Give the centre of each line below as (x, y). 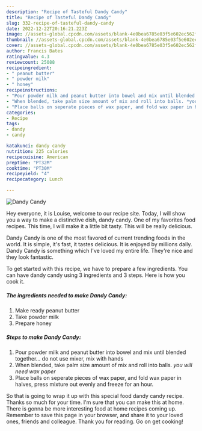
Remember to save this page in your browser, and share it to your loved (95, 415)
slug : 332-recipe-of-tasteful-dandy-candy (60, 23)
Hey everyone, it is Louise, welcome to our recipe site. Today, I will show (96, 213)
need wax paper (35, 371)
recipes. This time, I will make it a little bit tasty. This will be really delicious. (99, 226)
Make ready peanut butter (47, 310)
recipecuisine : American (37, 157)
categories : (21, 113)
